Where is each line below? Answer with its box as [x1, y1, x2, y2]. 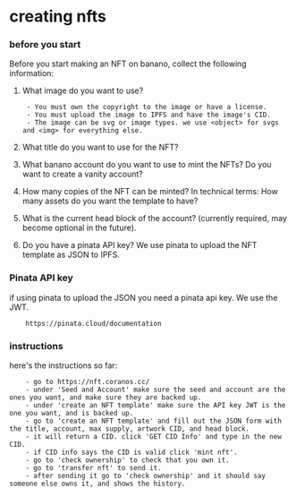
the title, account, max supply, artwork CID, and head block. [9, 424, 250, 433]
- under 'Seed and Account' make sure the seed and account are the [25, 385, 286, 395]
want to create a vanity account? [21, 168, 143, 180]
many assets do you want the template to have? [21, 195, 199, 207]
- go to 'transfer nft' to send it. [25, 464, 163, 473]
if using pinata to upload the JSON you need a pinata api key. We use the [9, 292, 278, 303]
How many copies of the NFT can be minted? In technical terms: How [21, 186, 279, 197]
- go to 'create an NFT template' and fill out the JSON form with [25, 416, 282, 426]
